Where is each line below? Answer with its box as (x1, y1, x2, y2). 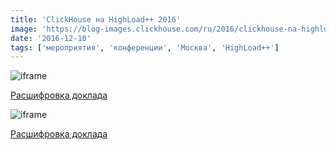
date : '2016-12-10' (10, 33, 92, 43)
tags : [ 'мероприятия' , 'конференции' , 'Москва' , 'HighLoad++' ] (10, 42, 280, 53)
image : (10, 24, 38, 34)
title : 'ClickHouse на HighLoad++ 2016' (10, 14, 182, 25)
